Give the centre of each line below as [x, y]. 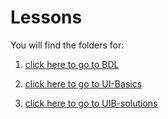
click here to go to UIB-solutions [91, 103]
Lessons [46, 17]
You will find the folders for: [67, 45]
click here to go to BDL [72, 64]
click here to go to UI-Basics [83, 83]
